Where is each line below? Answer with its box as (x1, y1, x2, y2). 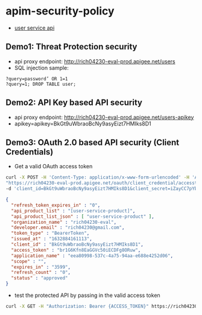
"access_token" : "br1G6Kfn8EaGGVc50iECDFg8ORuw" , (11, 247, 141, 253)
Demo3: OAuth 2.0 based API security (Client (5, 137, 180, 147)
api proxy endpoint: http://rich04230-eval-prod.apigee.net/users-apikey (14, 113, 194, 121)
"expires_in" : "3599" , (11, 264, 71, 270)
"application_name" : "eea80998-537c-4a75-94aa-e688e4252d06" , (11, 252, 173, 259)
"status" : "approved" (11, 275, 68, 281)
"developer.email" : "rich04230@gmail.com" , (11, 224, 125, 231)
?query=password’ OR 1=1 (5, 75, 68, 82)
